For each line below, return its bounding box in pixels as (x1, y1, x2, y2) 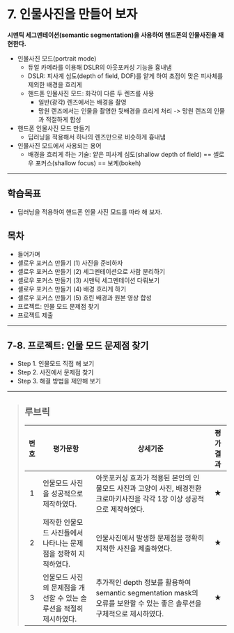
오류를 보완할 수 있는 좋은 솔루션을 (95, 599, 202, 609)
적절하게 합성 (45, 115, 81, 123)
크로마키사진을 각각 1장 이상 (95, 494, 183, 504)
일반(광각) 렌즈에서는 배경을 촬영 (38, 98, 127, 106)
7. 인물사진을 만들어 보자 (7, 6, 138, 22)
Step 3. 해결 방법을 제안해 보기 (17, 377, 101, 386)
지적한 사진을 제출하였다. (95, 544, 173, 554)
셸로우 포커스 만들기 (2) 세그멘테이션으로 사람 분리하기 (17, 267, 166, 275)
